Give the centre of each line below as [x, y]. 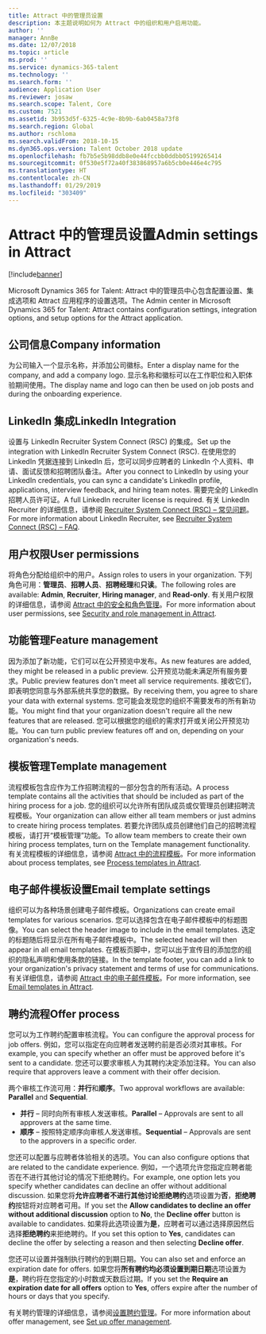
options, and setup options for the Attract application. [96, 318]
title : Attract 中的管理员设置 [56, 15]
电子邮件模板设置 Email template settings [109, 889]
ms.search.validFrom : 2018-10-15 [64, 141]
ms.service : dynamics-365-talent [64, 68]
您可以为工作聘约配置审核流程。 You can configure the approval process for [131, 1034]
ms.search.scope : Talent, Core [60, 104]
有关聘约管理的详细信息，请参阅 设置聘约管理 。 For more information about [129, 1313]
